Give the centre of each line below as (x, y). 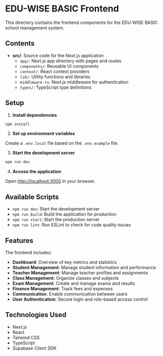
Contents (20, 44)
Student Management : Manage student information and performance (84, 267)
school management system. (35, 27)
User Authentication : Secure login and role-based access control (80, 299)
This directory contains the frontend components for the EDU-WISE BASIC (81, 22)
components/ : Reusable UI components (59, 66)
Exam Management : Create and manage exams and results (74, 283)
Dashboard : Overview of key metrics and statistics (65, 262)
